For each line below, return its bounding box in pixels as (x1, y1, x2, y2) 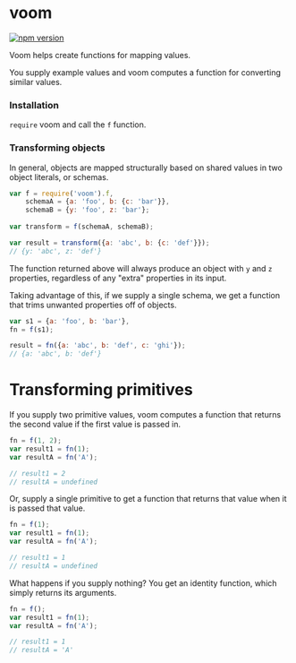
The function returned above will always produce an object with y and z (9, 263, 273, 273)
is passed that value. (9, 503, 86, 513)
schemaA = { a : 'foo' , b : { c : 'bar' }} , (25, 197, 170, 206)
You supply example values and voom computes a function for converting (9, 66, 282, 78)
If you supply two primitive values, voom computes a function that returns (9, 409, 282, 420)
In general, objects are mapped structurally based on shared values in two (9, 162, 283, 173)
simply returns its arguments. (9, 587, 117, 598)
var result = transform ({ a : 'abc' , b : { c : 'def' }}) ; (9, 238, 210, 247)
